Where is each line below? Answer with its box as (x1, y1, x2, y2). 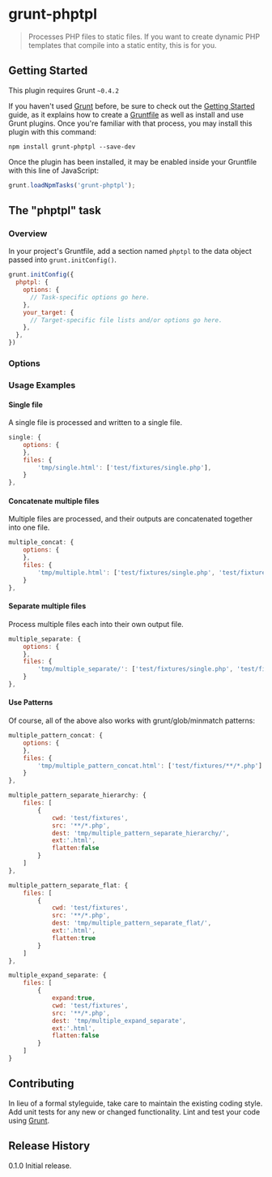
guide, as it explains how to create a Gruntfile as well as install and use (8, 110, 244, 119)
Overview (8, 228, 48, 239)
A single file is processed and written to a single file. (8, 418, 183, 427)
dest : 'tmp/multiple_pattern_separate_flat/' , (51, 919, 212, 927)
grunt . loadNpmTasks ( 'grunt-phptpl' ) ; (8, 181, 136, 189)
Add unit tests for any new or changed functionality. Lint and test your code (8, 1106, 261, 1116)
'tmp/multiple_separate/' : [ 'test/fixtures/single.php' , (37, 665, 233, 673)
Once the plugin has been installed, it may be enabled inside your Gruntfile (8, 157, 257, 166)
